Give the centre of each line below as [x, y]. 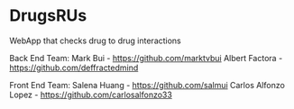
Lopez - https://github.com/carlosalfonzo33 [91, 95]
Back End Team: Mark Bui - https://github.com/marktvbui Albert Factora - [146, 58]
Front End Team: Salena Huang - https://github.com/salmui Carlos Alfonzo [147, 85]
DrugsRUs [48, 16]
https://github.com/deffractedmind [74, 68]
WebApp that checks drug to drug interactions [96, 41]
